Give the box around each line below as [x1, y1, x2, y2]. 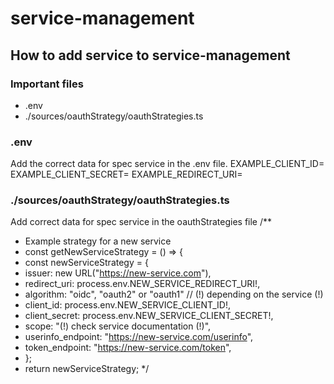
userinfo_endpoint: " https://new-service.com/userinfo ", [24, 331, 254, 343]
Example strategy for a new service [24, 235, 172, 247]
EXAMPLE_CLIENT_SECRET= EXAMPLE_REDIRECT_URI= [10, 168, 243, 181]
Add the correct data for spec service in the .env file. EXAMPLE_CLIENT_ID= [10, 158, 325, 170]
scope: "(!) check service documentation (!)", [24, 320, 212, 332]
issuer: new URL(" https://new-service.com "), [24, 267, 212, 279]
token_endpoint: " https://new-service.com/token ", [24, 342, 232, 354]
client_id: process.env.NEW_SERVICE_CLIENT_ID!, [24, 299, 231, 311]
